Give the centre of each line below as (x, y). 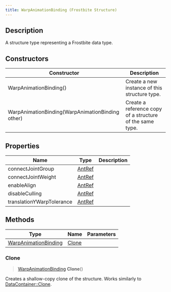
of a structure (142, 115)
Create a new (141, 82)
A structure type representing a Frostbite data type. (59, 43)
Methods (20, 220)
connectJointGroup (31, 169)
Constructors (27, 59)
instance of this (144, 88)
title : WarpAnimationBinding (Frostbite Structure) (61, 10)
